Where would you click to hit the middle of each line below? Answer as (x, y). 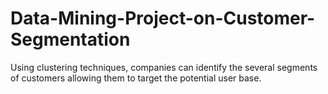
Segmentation (70, 39)
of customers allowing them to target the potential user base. (136, 78)
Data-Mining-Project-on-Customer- (163, 18)
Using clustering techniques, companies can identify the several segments (164, 67)
